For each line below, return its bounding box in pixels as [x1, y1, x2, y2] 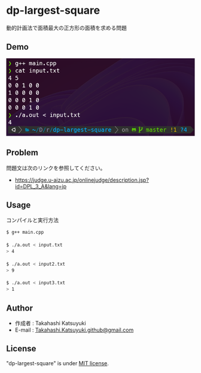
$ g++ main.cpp [6, 229, 44, 236]
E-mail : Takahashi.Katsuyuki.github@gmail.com [14, 326, 134, 333]
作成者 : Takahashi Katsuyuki [14, 319, 86, 327]
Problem [6, 148, 39, 158]
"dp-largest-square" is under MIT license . [6, 359, 109, 366]
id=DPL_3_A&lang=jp [14, 182, 67, 189]
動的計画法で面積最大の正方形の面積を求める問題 [6, 24, 127, 31]
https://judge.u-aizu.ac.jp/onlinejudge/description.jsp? [14, 176, 150, 184]
